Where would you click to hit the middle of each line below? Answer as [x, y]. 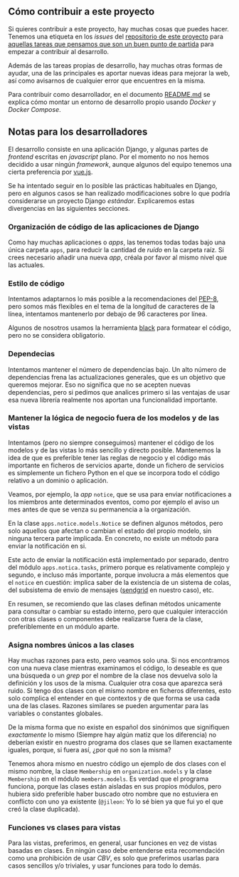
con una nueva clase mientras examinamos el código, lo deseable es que [115, 668]
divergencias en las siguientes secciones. [69, 208]
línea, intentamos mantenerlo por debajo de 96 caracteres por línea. [108, 314]
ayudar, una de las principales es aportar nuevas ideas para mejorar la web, [119, 73]
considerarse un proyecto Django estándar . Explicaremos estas [101, 201]
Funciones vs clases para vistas [64, 828]
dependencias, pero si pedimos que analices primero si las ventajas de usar [119, 392]
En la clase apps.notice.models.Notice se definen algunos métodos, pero [116, 523]
